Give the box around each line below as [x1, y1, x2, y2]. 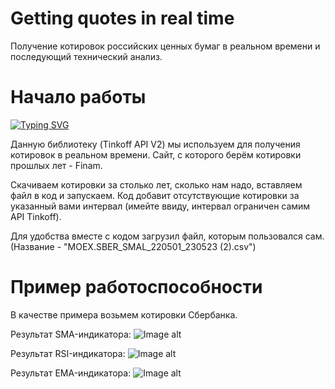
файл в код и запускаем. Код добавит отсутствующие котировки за [10, 189, 300, 201]
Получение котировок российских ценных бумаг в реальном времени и [10, 40, 321, 52]
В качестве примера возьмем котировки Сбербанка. [10, 308, 238, 321]
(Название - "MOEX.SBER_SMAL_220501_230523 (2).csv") [10, 240, 257, 252]
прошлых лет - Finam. [10, 159, 103, 171]
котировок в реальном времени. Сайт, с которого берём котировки [10, 148, 302, 161]
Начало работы [10, 86, 147, 109]
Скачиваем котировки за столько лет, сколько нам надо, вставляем [10, 178, 303, 191]
